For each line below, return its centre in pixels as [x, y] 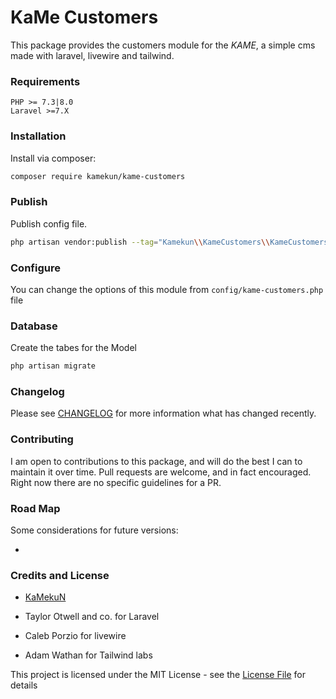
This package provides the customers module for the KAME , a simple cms [163, 45]
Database [34, 326]
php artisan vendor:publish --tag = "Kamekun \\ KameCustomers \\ [140, 242]
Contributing [42, 439]
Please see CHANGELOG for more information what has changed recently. [163, 413]
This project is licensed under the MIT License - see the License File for [158, 675]
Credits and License [60, 575]
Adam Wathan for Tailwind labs [88, 655]
